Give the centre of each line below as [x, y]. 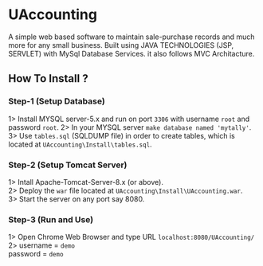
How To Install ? [49, 78]
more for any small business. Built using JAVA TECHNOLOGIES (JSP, [121, 45]
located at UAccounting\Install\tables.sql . [80, 144]
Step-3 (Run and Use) [51, 219]
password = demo [36, 254]
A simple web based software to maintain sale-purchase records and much [131, 37]
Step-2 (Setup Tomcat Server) [68, 165]
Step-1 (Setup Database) [57, 101]
